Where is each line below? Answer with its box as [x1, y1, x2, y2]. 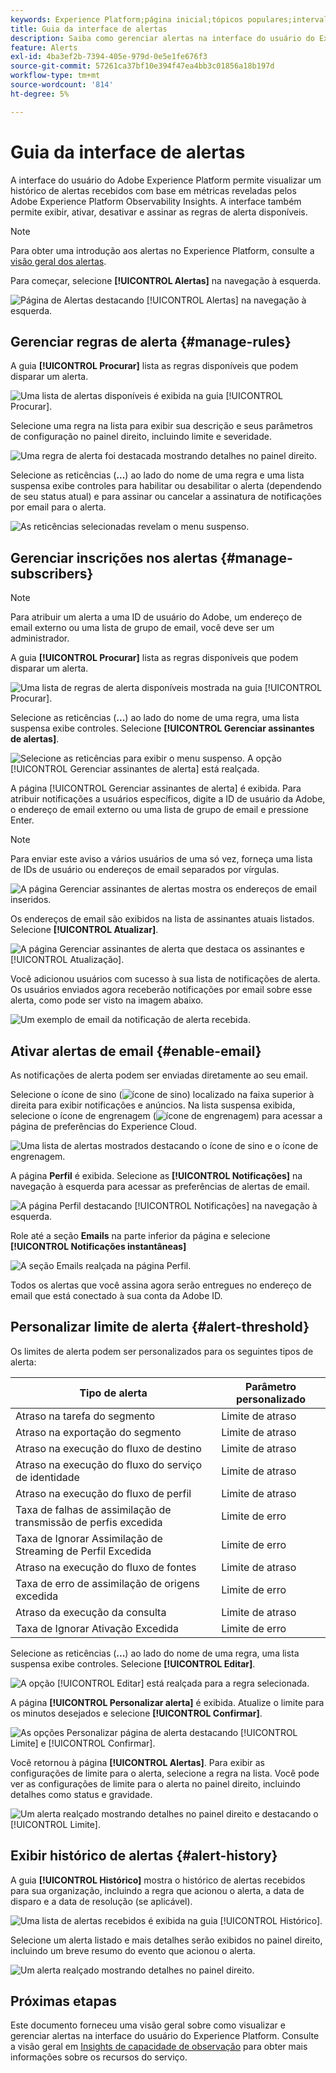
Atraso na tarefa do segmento [15, 1409, 156, 1423]
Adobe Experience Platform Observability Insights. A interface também [10, 195, 302, 207]
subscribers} [10, 565, 94, 582]
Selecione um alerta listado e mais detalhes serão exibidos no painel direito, [10, 1934, 323, 1946]
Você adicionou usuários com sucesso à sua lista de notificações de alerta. [10, 973, 321, 985]
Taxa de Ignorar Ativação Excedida [15, 1621, 179, 1635]
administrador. [10, 632, 70, 645]
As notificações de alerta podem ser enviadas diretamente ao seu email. [10, 1069, 308, 1081]
